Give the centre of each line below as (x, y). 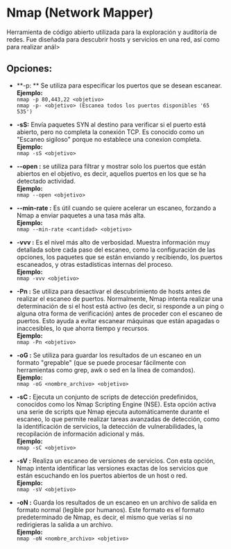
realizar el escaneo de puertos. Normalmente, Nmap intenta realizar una (120, 298)
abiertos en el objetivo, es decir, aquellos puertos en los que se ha (111, 173)
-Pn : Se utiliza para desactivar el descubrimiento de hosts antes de (113, 291)
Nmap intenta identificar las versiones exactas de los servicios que (112, 468)
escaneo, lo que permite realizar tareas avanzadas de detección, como (118, 419)
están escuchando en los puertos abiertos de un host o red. (102, 475)
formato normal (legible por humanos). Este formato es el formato (111, 509)
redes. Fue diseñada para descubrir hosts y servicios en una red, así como (113, 39)
